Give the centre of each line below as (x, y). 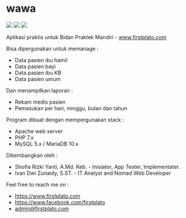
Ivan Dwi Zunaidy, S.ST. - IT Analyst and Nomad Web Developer (93, 173)
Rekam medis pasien (40, 102)
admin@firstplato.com (42, 209)
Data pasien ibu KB (38, 72)
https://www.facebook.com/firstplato (60, 202)
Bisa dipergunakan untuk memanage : (52, 49)
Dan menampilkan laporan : (39, 90)
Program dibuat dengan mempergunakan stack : (65, 120)
